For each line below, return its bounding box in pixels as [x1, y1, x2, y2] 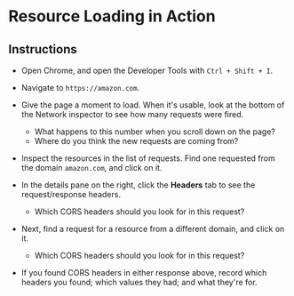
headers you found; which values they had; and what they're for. [20, 277, 258, 287]
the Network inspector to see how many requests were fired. [20, 109, 244, 119]
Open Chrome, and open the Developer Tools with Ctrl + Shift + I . [20, 65, 273, 76]
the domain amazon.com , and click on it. [20, 163, 163, 172]
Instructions [8, 42, 77, 57]
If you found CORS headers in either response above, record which [20, 268, 267, 277]
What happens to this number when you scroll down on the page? [34, 126, 276, 137]
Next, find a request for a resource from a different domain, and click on [20, 224, 285, 234]
